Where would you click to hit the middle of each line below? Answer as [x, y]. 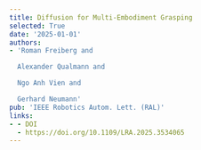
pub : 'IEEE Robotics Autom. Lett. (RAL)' [87, 107]
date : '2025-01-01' [45, 34]
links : [21, 116]
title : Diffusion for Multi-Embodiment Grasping [101, 17]
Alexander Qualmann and [61, 67]
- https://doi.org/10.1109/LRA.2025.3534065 [101, 132]
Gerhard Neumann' [49, 99]
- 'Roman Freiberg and [51, 51]
